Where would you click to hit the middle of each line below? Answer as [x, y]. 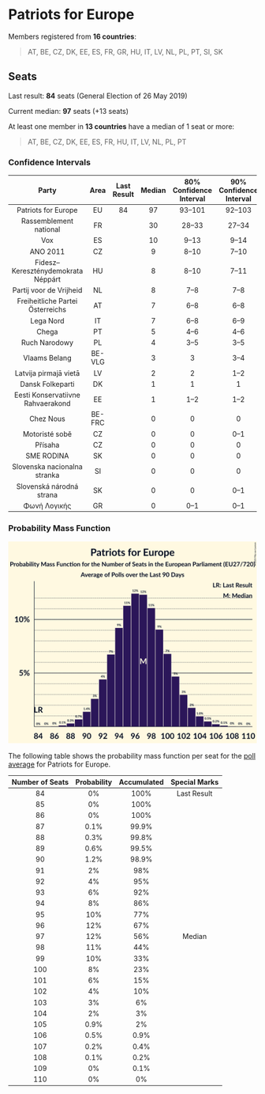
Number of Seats [40, 782]
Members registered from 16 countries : [72, 36]
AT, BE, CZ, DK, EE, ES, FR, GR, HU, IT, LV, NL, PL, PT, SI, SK [125, 51]
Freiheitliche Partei [47, 301]
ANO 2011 [47, 252]
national [47, 229]
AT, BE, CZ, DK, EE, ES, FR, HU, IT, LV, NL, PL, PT [107, 142]
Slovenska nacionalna [47, 467]
